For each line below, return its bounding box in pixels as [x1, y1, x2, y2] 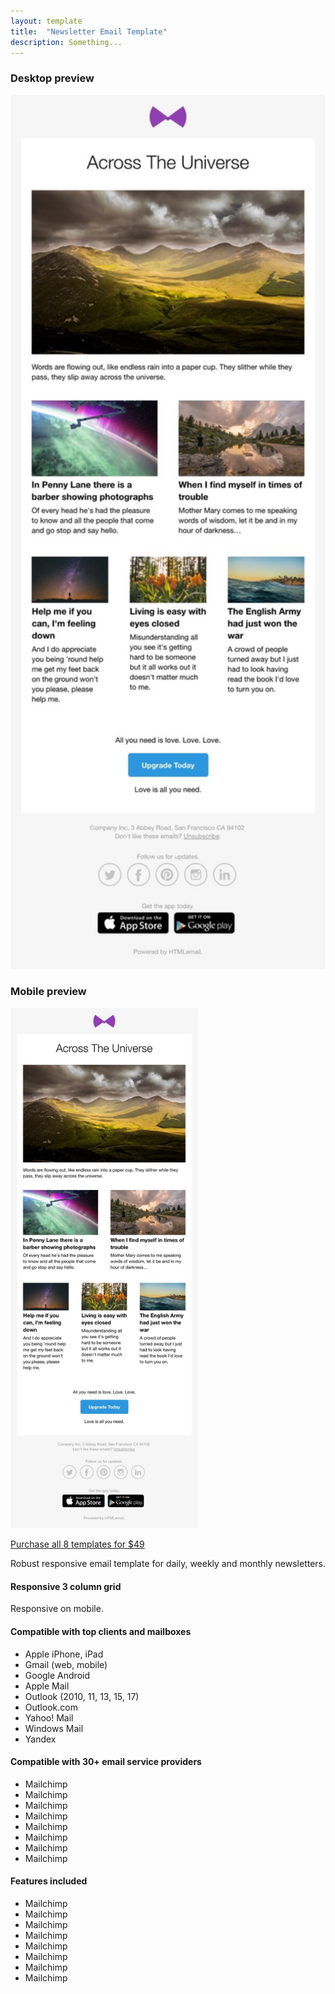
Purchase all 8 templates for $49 [10, 1538, 145, 1550]
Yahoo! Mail [24, 1711, 74, 1724]
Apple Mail [24, 1680, 70, 1692]
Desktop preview [10, 71, 95, 85]
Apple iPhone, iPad [24, 1648, 104, 1660]
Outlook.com [24, 1701, 78, 1713]
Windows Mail [24, 1722, 84, 1734]
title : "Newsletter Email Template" [10, 26, 168, 37]
